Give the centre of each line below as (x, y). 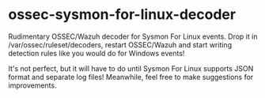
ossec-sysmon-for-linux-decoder (122, 15)
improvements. (32, 85)
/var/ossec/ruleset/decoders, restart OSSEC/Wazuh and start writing (120, 44)
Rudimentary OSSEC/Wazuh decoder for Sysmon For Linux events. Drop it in (133, 36)
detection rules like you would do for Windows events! (97, 53)
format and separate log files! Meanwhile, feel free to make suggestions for (131, 77)
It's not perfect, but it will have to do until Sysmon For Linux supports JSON (131, 68)
